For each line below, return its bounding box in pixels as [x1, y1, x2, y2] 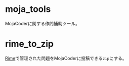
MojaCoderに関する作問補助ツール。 [5, 20, 80, 26]
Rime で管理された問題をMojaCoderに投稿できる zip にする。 [5, 55, 127, 61]
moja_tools [5, 3, 51, 15]
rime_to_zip [5, 38, 54, 50]
